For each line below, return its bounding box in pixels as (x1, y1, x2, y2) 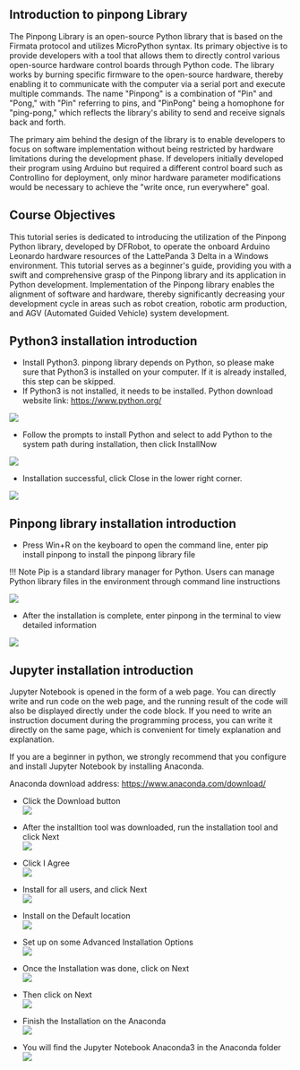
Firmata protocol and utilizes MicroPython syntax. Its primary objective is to (9, 40, 288, 51)
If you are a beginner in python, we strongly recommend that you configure (9, 752, 287, 763)
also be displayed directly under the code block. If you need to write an (9, 705, 272, 716)
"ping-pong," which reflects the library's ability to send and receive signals (9, 107, 286, 117)
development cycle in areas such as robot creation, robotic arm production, (9, 298, 287, 308)
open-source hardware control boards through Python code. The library (9, 59, 275, 70)
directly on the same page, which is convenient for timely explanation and (9, 725, 282, 736)
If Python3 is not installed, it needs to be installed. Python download (21, 385, 273, 397)
